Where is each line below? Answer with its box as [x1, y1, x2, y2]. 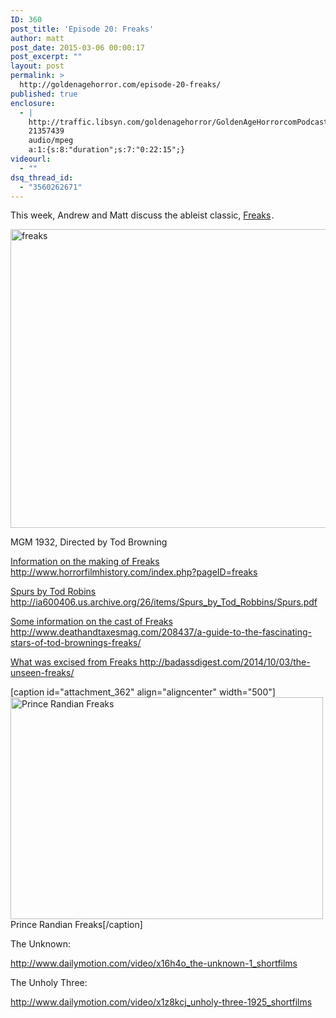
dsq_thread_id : [10, 172, 74, 183]
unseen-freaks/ [10, 667, 75, 679]
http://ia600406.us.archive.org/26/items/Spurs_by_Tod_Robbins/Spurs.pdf [10, 596, 318, 608]
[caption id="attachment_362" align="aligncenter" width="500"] [10, 686, 276, 698]
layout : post [10, 61, 65, 71]
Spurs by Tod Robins [10, 586, 97, 598]
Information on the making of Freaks [10, 556, 160, 568]
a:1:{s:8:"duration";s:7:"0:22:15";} [28, 145, 186, 155]
